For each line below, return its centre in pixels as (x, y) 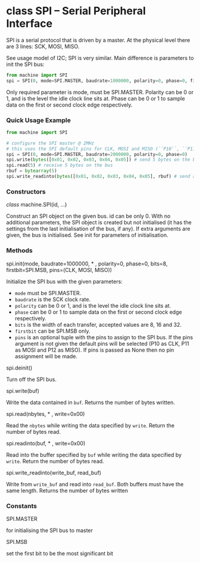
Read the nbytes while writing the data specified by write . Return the (90, 425)
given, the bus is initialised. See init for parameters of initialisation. (87, 235)
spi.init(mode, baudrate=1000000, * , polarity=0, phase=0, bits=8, (87, 264)
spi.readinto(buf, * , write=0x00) (46, 443)
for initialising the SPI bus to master (50, 530)
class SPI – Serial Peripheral (76, 11)
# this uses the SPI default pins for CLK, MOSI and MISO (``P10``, (93, 149)
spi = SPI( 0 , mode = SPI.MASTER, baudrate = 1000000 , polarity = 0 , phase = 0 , (97, 81)
